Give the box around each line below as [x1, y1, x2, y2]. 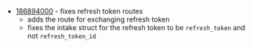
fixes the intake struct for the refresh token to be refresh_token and [27, 23, 245, 32]
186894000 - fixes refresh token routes [15, 7, 143, 15]
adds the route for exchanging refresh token [27, 15, 170, 24]
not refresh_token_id [27, 31, 96, 40]
